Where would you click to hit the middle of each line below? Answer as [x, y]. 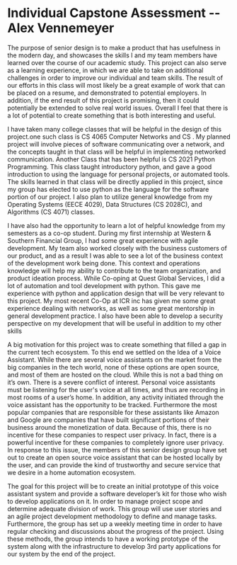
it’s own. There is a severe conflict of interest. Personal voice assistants [111, 382]
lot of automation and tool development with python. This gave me [104, 285]
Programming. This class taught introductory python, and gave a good [110, 166]
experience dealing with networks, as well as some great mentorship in [111, 308]
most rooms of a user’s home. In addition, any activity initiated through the [116, 397]
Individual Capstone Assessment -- [114, 13]
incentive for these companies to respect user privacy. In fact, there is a [112, 435]
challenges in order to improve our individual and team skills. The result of [115, 78]
